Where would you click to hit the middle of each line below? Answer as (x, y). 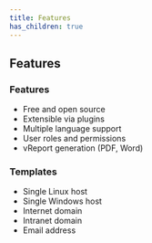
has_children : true (46, 26)
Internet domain (52, 211)
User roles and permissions (74, 139)
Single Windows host (62, 201)
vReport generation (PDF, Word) (83, 148)
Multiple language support (72, 129)
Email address (49, 230)
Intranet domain (52, 221)
